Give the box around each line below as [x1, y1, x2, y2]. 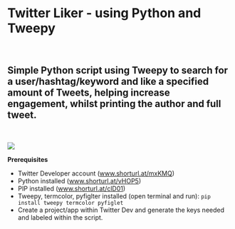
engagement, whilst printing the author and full [7, 98, 221, 110]
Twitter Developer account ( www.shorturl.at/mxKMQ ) [17, 169, 175, 178]
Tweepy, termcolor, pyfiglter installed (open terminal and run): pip [17, 191, 211, 200]
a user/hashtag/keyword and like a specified [7, 76, 209, 88]
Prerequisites [7, 155, 48, 163]
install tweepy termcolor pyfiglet [17, 199, 124, 206]
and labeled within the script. [17, 213, 103, 222]
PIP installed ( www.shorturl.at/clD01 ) [17, 184, 126, 193]
